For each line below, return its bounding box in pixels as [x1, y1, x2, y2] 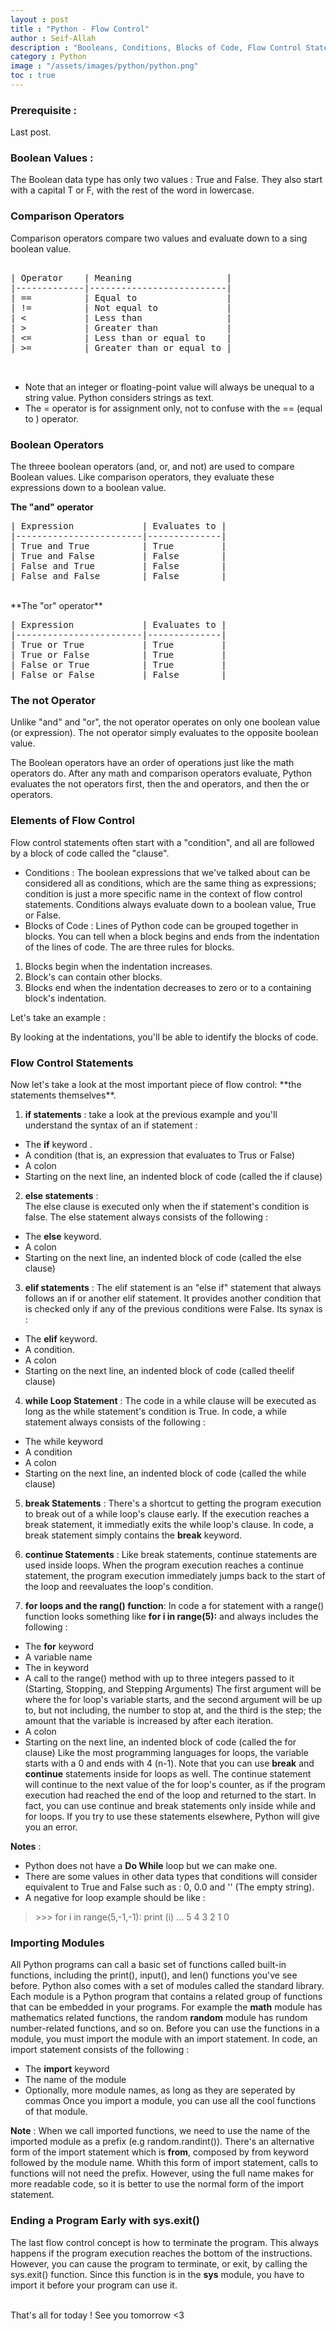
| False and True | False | [10, 561, 227, 572]
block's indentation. [24, 992, 107, 1004]
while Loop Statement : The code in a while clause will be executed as [24, 1394, 317, 1406]
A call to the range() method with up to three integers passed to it [24, 1672, 295, 1684]
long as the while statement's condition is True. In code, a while [24, 1405, 287, 1417]
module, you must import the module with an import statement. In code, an [10, 2033, 318, 2045]
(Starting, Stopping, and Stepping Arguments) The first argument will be [24, 1682, 322, 1695]
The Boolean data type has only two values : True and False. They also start [10, 174, 323, 186]
